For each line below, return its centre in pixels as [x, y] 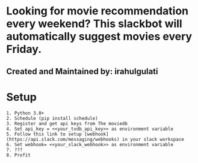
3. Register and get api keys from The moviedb [67, 123]
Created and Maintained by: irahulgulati [82, 71]
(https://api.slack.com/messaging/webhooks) [63, 139]
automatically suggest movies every [99, 37]
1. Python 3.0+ [25, 113]
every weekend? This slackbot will [94, 24]
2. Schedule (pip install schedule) [52, 118]
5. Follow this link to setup [44, 134]
